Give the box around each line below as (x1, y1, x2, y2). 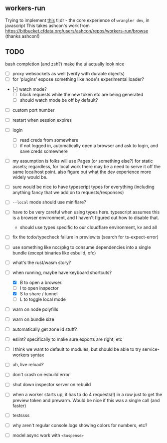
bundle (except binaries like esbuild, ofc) (12, 249, 96, 256)
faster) (12, 403, 26, 409)
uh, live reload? (12, 362, 44, 368)
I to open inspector (19, 285, 59, 291)
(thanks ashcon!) (5, 33, 40, 39)
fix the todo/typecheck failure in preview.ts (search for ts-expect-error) (12, 234, 159, 240)
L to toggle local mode (19, 296, 66, 302)
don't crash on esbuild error (12, 372, 70, 378)
